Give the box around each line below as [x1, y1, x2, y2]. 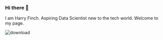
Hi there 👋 [5, 4, 29, 11]
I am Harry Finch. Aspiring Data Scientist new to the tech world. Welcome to [5, 15, 159, 21]
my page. [5, 20, 24, 26]
